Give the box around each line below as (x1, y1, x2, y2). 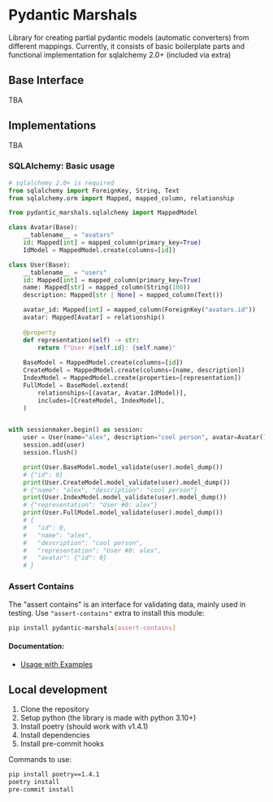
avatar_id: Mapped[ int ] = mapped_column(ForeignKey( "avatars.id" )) (23, 306, 256, 314)
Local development (8, 683, 108, 696)
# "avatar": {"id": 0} (23, 554, 107, 562)
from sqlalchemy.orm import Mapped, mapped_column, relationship (8, 194, 234, 203)
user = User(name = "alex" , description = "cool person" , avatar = (23, 434, 238, 442)
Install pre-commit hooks (19, 739, 104, 749)
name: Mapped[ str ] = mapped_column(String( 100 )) (23, 283, 191, 292)
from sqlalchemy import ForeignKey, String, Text (8, 186, 180, 194)
